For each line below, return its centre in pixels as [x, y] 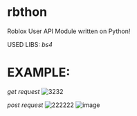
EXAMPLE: [39, 72]
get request [24, 91]
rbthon [27, 12]
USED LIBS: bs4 [30, 44]
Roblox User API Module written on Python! [69, 31]
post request [25, 105]
